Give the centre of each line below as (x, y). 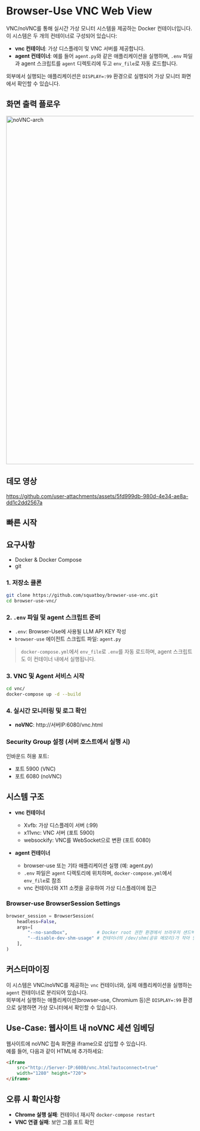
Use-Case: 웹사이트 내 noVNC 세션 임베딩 (80, 1028)
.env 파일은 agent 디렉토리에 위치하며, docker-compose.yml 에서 (98, 873)
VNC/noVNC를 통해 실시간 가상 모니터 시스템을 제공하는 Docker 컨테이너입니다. (99, 28)
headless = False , (37, 921)
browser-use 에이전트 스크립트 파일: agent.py (68, 639)
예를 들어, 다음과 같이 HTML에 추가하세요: (55, 1051)
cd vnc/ (16, 689)
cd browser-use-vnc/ (32, 601)
